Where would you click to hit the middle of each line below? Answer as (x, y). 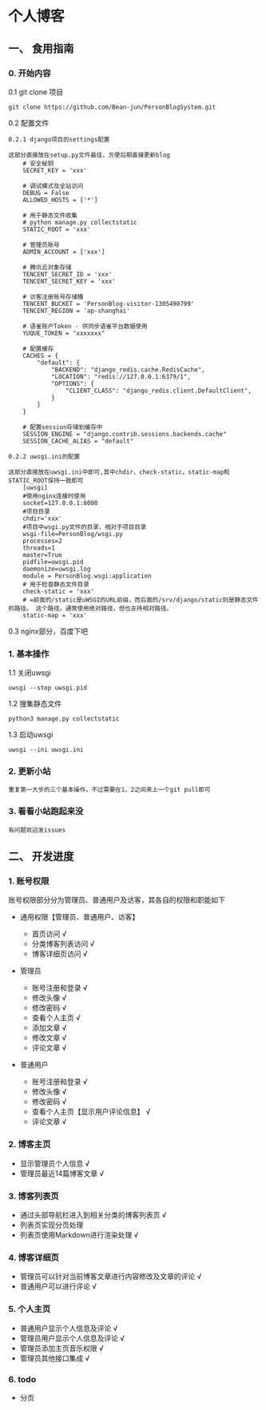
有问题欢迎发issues (37, 830)
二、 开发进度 (41, 857)
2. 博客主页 (30, 1145)
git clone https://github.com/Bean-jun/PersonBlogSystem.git (112, 107)
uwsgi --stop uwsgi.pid (48, 688)
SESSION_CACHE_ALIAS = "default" (78, 441)
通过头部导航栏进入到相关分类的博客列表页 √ (93, 1215)
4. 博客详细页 (34, 1257)
